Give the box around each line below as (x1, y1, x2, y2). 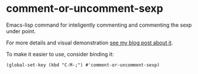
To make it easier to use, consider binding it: (6, 50, 114, 57)
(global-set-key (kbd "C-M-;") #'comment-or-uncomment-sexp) (6, 62, 160, 68)
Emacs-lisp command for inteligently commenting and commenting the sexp (6, 21, 192, 28)
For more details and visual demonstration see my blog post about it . (6, 39, 173, 46)
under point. (6, 27, 36, 34)
